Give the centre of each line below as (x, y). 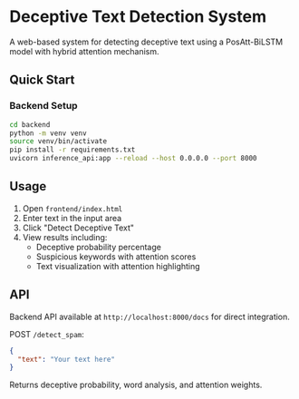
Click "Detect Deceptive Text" (78, 228)
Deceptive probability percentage (98, 247)
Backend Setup (44, 106)
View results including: (65, 237)
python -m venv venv (48, 133)
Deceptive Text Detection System (138, 17)
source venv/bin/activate (58, 141)
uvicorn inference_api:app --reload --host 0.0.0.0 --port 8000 (133, 159)
